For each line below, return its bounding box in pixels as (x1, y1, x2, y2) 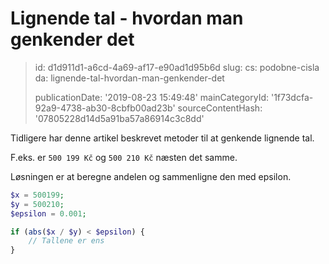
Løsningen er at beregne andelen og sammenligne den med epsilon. (10, 170, 292, 182)
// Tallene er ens (28, 236, 105, 246)
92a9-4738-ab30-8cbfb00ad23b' (34, 102, 176, 114)
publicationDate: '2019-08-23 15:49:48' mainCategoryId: (34, 91, 270, 103)
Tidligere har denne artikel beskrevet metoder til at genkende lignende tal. (10, 132, 315, 144)
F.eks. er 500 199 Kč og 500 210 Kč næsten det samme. (10, 151, 238, 163)
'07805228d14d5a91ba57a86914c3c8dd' (34, 112, 205, 124)
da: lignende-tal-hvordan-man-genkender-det (34, 72, 225, 84)
